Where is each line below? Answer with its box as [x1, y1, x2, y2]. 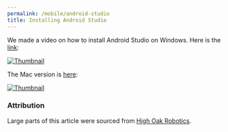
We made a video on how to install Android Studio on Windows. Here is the [7, 35, 221, 44]
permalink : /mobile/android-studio [7, 10, 110, 17]
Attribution [7, 101, 45, 110]
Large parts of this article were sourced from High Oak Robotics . [7, 116, 192, 125]
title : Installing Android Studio [7, 17, 107, 24]
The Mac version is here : [7, 70, 78, 79]
